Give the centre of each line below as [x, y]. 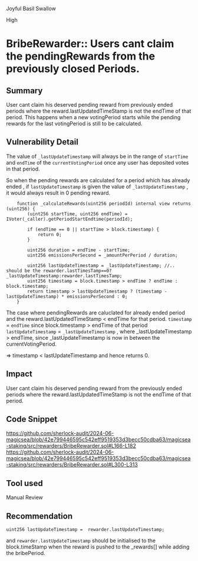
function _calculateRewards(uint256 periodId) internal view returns [104, 204]
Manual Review [24, 497]
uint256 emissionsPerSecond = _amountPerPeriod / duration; [103, 255]
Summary [24, 91]
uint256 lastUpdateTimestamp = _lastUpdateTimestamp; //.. [101, 265]
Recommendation [39, 516]
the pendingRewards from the [80, 56]
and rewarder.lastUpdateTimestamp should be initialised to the [81, 541]
